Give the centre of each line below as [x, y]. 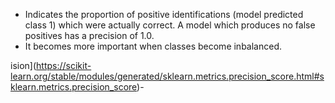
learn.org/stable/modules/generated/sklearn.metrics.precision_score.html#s [167, 76]
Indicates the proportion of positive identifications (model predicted [164, 14]
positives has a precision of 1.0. [89, 35]
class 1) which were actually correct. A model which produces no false [170, 25]
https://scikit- [64, 65]
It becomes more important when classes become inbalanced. [153, 46]
